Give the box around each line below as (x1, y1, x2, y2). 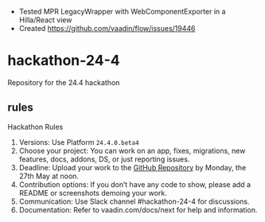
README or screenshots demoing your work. (18, 188, 168, 197)
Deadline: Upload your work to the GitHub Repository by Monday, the (18, 162, 247, 172)
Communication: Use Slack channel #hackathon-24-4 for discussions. (18, 197, 250, 206)
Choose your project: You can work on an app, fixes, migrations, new (18, 146, 246, 155)
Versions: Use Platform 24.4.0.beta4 (18, 137, 140, 146)
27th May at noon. (18, 171, 79, 181)
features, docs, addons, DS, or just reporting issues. (18, 154, 190, 164)
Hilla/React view (18, 15, 72, 25)
